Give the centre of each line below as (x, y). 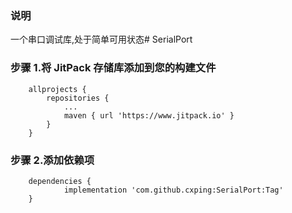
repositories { (78, 98)
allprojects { (57, 89)
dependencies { (60, 181)
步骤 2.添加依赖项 (52, 160)
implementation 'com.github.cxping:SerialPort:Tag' (173, 190)
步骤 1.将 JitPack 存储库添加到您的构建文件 (113, 68)
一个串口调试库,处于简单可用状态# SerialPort (101, 39)
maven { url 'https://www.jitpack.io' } (149, 115)
